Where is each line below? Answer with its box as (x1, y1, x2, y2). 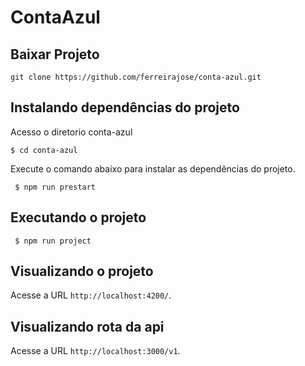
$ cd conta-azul (10, 145, 78, 155)
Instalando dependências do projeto (10, 99, 240, 116)
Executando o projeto (10, 209, 147, 226)
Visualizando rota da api (10, 318, 165, 335)
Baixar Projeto (10, 46, 100, 63)
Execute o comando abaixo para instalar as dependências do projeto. (10, 162, 296, 175)
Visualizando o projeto (10, 263, 154, 280)
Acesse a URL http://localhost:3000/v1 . (10, 345, 181, 357)
